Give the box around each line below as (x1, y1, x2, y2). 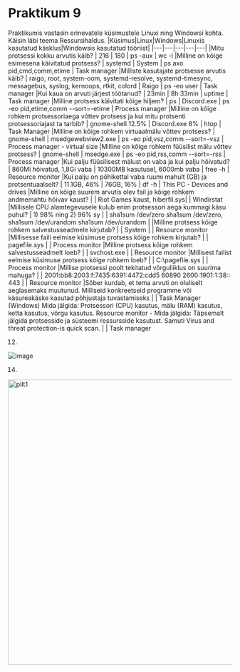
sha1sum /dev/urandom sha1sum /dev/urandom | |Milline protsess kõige (8, 217, 218, 226)
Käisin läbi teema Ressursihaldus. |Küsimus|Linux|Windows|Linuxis (8, 36, 205, 44)
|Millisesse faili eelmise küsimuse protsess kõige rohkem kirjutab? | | (8, 233, 209, 242)
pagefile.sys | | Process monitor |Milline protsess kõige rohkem (8, 240, 193, 249)
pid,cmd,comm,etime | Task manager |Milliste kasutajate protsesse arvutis (8, 66, 226, 75)
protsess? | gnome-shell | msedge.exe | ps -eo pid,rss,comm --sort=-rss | (8, 150, 226, 158)
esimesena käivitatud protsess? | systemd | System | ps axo (8, 58, 184, 67)
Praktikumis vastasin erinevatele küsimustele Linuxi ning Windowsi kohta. (8, 29, 224, 37)
